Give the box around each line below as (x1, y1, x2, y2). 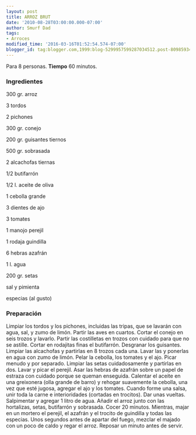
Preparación (6, 309, 42, 317)
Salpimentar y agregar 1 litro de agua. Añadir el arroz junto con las (6, 398, 164, 405)
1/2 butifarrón (6, 170, 39, 177)
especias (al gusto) (6, 295, 52, 302)
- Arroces (6, 36, 30, 42)
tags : (6, 30, 19, 36)
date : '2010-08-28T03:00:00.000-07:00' (6, 19, 103, 25)
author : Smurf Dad (6, 25, 51, 31)
